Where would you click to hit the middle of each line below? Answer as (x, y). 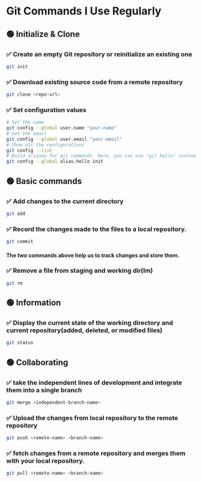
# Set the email (26, 134)
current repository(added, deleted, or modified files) (84, 330)
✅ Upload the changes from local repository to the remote (92, 418)
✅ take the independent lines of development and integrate (94, 382)
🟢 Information (34, 303)
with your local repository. (46, 460)
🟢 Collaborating (37, 362)
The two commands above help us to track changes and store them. (93, 255)
